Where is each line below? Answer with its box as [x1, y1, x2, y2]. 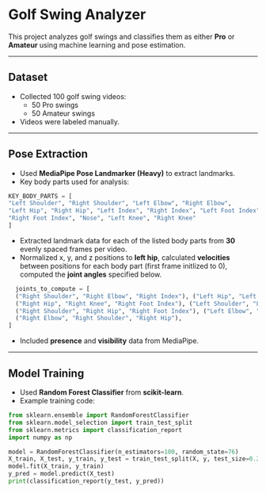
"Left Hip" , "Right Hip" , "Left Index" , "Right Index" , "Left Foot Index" [8, 207, 260, 215]
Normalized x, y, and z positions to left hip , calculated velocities [19, 252, 230, 262]
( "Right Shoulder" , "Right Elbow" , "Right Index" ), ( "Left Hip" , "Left [15, 292, 257, 300]
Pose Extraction [8, 147, 89, 161]
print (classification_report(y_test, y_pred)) [8, 477, 165, 485]
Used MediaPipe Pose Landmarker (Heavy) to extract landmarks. [19, 168, 236, 178]
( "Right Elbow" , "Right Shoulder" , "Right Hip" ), [15, 315, 182, 323]
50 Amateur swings [31, 109, 96, 118]
